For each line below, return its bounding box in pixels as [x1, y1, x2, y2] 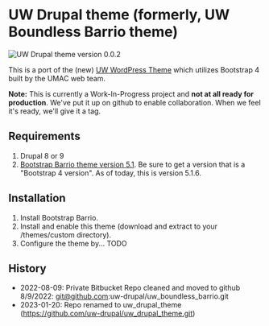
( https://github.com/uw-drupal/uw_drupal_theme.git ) [19, 308, 196, 319]
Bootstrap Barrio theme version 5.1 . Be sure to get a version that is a [19, 159, 246, 169]
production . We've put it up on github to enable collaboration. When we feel [8, 97, 262, 107]
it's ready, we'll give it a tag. [8, 106, 101, 116]
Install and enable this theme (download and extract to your [19, 221, 218, 231]
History [8, 262, 47, 275]
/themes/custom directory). [19, 229, 111, 239]
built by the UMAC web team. [8, 73, 106, 83]
